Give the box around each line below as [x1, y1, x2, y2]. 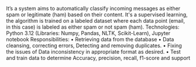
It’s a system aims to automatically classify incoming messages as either [6, 5, 181, 12]
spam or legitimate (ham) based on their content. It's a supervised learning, [6, 11, 188, 18]
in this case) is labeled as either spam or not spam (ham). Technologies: [6, 23, 180, 30]
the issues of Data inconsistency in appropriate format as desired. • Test [6, 48, 181, 55]
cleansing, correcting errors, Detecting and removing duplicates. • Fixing [6, 42, 183, 49]
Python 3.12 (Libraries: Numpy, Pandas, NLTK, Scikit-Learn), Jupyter [6, 30, 171, 37]
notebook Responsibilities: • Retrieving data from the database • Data [6, 36, 174, 43]
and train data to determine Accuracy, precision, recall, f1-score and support [6, 55, 191, 61]
